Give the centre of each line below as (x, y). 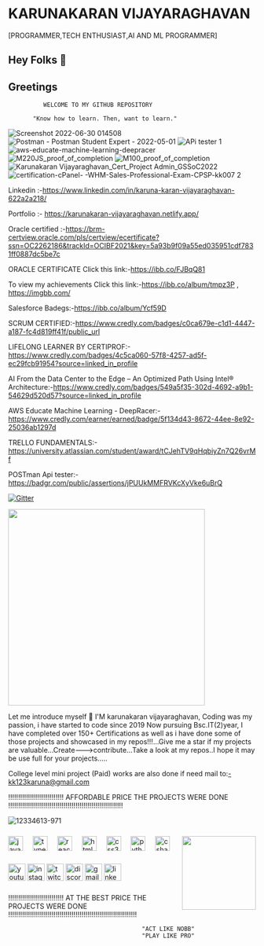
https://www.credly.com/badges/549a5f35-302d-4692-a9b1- (153, 387)
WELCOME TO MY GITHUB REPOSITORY (98, 105)
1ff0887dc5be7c (34, 254)
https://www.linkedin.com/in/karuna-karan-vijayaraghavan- (138, 190)
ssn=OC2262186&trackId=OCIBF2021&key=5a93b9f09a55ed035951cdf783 (131, 246)
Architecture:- (31, 387)
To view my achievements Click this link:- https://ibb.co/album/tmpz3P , (124, 284)
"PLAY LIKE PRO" (168, 936)
